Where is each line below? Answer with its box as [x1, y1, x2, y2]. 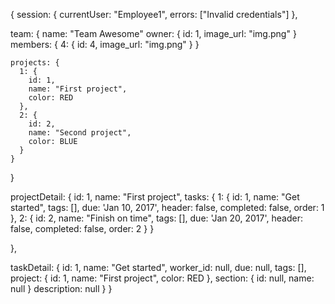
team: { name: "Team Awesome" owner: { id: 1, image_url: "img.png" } [10, 28, 297, 39]
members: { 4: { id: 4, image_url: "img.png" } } [10, 39, 200, 50]
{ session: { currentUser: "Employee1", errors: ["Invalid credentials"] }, [10, 9, 298, 20]
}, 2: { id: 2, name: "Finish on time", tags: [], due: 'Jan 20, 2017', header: [10, 212, 303, 224]
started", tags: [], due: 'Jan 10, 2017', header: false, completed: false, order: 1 [10, 202, 325, 213]
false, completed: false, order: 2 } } [10, 223, 155, 234]
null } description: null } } [10, 283, 113, 294]
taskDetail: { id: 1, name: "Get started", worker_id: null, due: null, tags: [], [10, 262, 307, 273]
